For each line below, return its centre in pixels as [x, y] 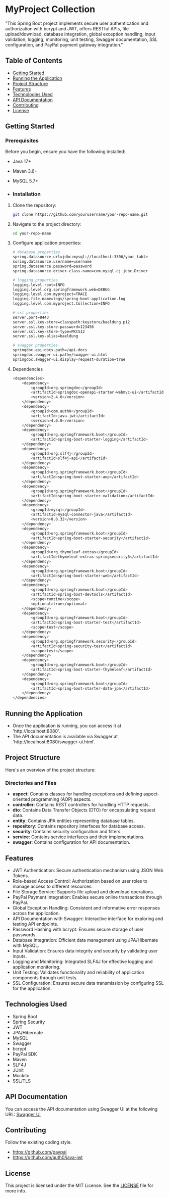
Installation [27, 194]
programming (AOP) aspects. [61, 799]
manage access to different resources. [53, 886]
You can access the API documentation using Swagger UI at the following [81, 1109]
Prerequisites [22, 141]
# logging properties [35, 280]
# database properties [36, 252]
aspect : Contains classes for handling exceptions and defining [77, 794]
